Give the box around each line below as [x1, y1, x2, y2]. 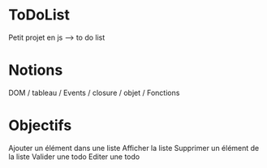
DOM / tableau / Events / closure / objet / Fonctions [8, 88, 180, 97]
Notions [8, 61, 63, 80]
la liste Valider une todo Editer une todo [8, 152, 140, 162]
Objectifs [8, 116, 72, 135]
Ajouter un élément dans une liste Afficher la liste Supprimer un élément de [8, 143, 260, 153]
